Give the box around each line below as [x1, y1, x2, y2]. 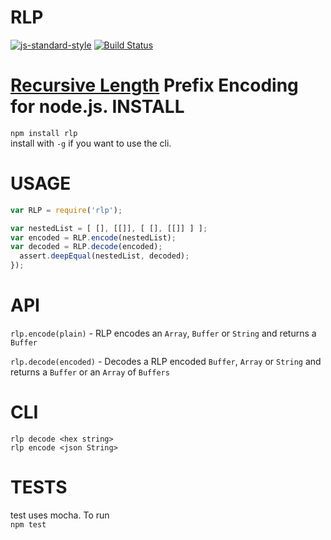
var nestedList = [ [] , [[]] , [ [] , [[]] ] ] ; [10, 223, 208, 233]
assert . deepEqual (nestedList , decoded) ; [19, 251, 190, 261]
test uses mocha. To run [10, 509, 110, 521]
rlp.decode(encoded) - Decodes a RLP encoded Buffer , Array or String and [10, 356, 322, 367]
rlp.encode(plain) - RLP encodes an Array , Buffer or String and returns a [10, 327, 317, 339]
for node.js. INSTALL [10, 96, 185, 118]
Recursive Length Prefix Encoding [10, 74, 299, 97]
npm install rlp [10, 128, 78, 138]
